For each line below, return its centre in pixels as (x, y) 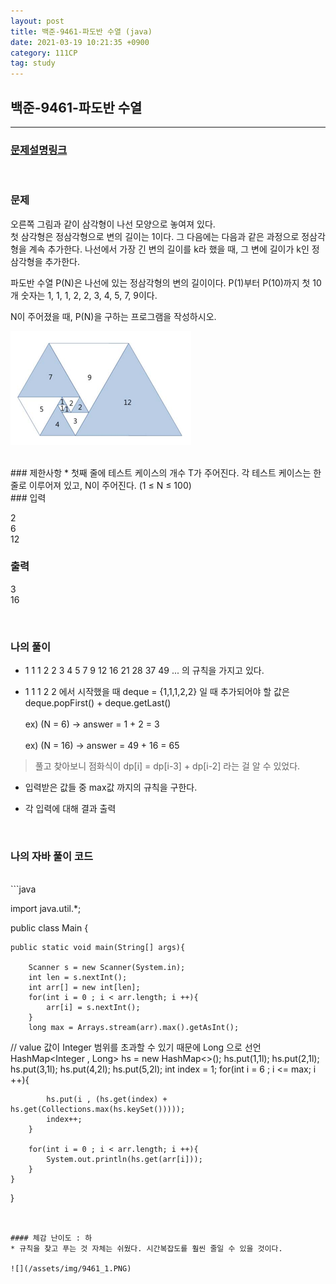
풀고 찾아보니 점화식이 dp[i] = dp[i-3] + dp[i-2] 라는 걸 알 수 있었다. (167, 766)
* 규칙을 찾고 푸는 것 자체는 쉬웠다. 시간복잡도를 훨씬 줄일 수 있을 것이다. (146, 1249)
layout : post (37, 21)
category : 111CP (44, 53)
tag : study (33, 63)
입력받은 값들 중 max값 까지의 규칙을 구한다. (111, 787)
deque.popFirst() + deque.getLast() (98, 703)
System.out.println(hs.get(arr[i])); (124, 1160)
